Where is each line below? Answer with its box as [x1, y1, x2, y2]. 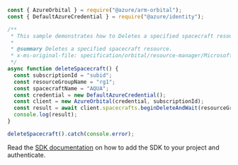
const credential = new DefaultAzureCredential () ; [13, 92, 166, 99]
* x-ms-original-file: [10, 52, 78, 59]
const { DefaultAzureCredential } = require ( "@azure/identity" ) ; [7, 13, 204, 20]
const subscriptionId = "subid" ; [13, 71, 113, 79]
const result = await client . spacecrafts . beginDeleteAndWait [13, 104, 198, 112]
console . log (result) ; [13, 111, 78, 118]
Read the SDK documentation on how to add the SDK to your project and [7, 143, 220, 152]
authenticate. [7, 150, 46, 159]
